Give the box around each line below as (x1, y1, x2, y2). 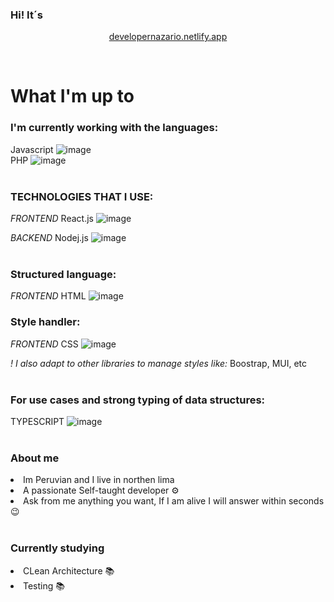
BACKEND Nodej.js (10, 232, 89, 244)
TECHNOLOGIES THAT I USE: (10, 189, 154, 203)
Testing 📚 (23, 579, 65, 592)
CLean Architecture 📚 (23, 564, 115, 577)
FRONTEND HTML (10, 290, 87, 302)
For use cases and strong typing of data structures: (10, 393, 266, 407)
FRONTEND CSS (10, 338, 79, 350)
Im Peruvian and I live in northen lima (23, 474, 175, 486)
